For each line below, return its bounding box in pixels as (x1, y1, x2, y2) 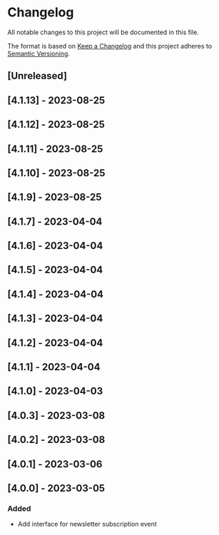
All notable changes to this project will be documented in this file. (7, 28, 200, 36)
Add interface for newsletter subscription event (17, 520, 157, 529)
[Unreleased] (7, 70, 68, 82)
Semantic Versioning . (7, 49, 70, 58)
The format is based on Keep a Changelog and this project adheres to (7, 41, 213, 50)
